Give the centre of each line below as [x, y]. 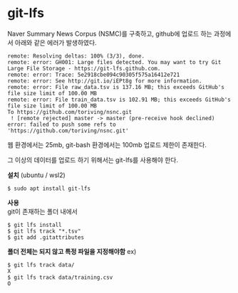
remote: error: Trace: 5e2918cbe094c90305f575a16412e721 [94, 75]
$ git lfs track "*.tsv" [44, 231]
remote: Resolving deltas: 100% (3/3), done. [76, 56]
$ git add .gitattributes [46, 237]
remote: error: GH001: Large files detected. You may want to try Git [114, 62]
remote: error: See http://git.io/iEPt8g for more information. [105, 81]
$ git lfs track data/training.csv [60, 277]
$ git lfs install [35, 225]
